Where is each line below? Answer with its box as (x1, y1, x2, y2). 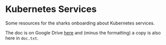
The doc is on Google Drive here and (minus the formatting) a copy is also (5, 29, 161, 35)
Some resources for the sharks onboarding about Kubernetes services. (5, 20, 155, 26)
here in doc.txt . (5, 35, 39, 41)
